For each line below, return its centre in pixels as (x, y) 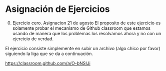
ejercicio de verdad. (33, 39)
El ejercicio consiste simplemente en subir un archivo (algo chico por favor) (83, 48)
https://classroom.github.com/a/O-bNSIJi (48, 63)
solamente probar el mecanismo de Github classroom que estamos (81, 28)
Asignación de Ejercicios (57, 9)
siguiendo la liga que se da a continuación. (49, 54)
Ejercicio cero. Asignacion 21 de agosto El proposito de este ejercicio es (86, 23)
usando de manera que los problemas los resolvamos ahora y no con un (87, 33)
